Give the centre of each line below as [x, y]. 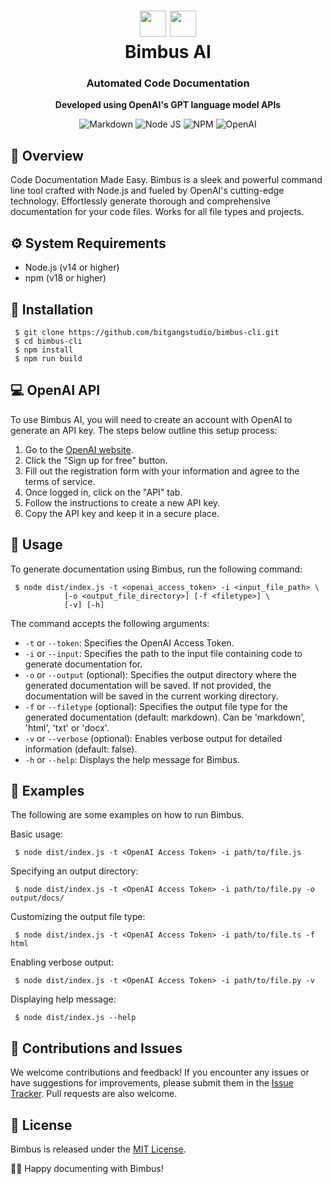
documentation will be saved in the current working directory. [151, 696]
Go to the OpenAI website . [79, 449]
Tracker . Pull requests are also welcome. [94, 1094]
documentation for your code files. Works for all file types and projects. [157, 212]
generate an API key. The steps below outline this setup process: [144, 430]
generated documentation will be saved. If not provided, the [148, 685]
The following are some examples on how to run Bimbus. [127, 815]
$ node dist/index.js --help [75, 1018]
